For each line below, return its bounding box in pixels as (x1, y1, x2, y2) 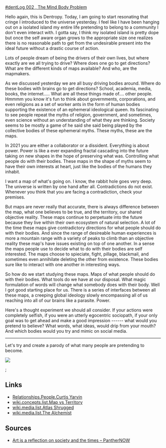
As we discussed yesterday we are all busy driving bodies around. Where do (5, 80, 161, 86)
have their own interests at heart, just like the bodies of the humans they (5, 163, 152, 169)
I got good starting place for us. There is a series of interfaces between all (5, 287, 156, 293)
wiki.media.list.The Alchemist (12, 409, 72, 415)
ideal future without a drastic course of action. (5, 46, 100, 51)
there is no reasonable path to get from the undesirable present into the (5, 40, 151, 46)
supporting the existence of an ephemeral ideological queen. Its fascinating (5, 106, 159, 112)
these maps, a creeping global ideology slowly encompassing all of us (5, 292, 148, 298)
